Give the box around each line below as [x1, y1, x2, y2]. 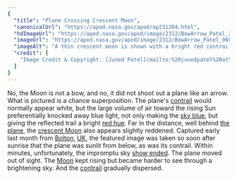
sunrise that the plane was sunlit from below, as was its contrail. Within [7, 141, 213, 149]
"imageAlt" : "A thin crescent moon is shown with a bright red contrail [13, 43, 232, 50]
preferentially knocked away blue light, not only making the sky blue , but [7, 111, 219, 120]
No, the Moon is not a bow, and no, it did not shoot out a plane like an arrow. [7, 89, 229, 97]
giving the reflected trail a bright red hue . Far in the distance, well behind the [7, 118, 230, 127]
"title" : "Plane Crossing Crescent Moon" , [13, 17, 140, 24]
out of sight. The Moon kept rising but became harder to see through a [7, 156, 213, 164]
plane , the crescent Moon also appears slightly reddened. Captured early [7, 126, 220, 135]
